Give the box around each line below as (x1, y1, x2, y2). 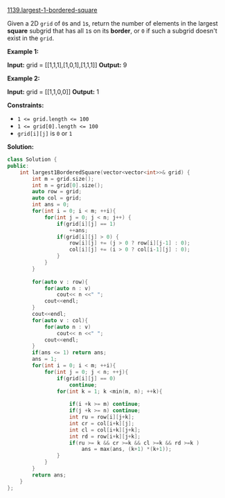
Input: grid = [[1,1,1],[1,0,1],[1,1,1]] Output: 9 (7, 61, 127, 69)
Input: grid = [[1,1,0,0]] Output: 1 (7, 88, 99, 96)
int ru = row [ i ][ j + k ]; (69, 413, 135, 420)
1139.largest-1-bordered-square (7, 6, 98, 14)
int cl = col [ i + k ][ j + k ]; (69, 426, 141, 434)
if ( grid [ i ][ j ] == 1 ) (56, 220, 116, 227)
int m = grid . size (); (32, 175, 95, 182)
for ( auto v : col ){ (32, 317, 89, 324)
